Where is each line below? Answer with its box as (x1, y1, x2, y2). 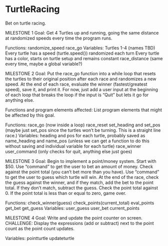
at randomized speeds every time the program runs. (5, 35, 112, 41)
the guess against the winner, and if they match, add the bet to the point (5, 179, 154, 185)
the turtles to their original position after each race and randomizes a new (5, 76, 156, 82)
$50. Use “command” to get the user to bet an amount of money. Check (5, 163, 153, 169)
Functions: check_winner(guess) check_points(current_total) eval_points (5, 199, 154, 206)
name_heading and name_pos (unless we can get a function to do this (5, 138, 150, 144)
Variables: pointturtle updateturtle (5, 235, 74, 241)
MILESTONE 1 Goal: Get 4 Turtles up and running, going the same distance (5, 30, 159, 36)
